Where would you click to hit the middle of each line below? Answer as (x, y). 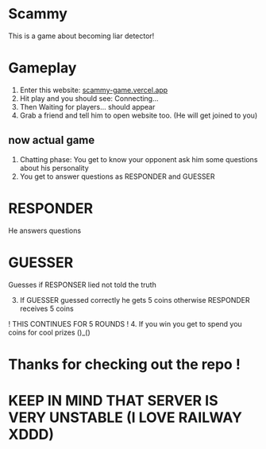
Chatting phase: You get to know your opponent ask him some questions (139, 159)
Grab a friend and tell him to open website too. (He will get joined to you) (139, 115)
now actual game (52, 140)
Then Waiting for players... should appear (87, 106)
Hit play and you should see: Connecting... (89, 98)
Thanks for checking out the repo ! (124, 364)
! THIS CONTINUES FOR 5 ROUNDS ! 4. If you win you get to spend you (125, 323)
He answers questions (45, 230)
